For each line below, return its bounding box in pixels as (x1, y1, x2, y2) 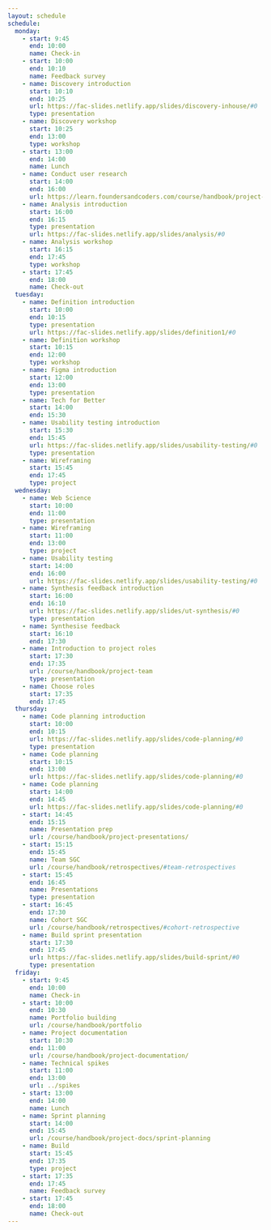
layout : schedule (7, 11, 66, 20)
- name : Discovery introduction (22, 79, 131, 88)
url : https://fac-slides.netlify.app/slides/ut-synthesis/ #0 (28, 607, 240, 615)
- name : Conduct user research (22, 170, 128, 178)
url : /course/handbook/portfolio (28, 1022, 142, 1030)
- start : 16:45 (22, 901, 74, 909)
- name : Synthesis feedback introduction (22, 584, 163, 592)
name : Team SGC (28, 856, 81, 864)
